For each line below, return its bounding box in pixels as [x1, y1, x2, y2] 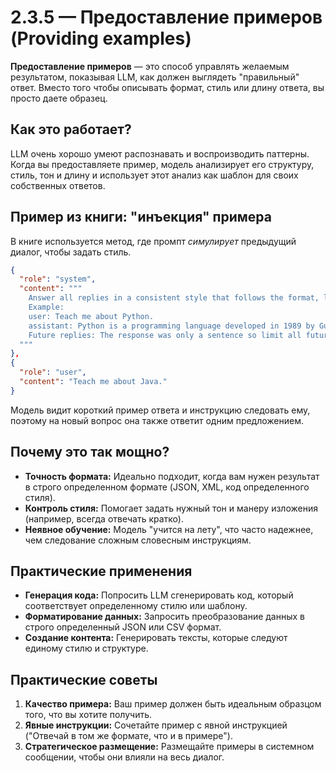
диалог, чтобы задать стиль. [10, 246, 132, 258]
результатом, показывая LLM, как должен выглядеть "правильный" [10, 71, 300, 83]
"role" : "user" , [19, 367, 87, 378]
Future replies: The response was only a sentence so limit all [28, 330, 302, 340]
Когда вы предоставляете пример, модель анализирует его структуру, [10, 158, 315, 170]
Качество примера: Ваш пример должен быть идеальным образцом [24, 698, 322, 710]
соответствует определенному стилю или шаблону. [24, 600, 248, 612]
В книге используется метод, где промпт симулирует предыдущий [10, 235, 297, 247]
